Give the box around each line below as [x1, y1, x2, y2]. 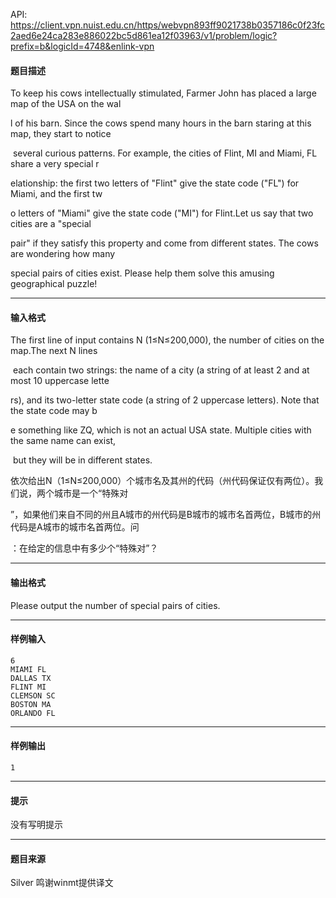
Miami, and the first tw [10, 188, 103, 200]
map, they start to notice [10, 128, 112, 140]
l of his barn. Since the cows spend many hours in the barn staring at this [10, 117, 312, 129]
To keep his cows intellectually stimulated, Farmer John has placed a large [10, 87, 317, 99]
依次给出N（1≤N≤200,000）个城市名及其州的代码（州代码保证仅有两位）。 [10, 475, 315, 487]
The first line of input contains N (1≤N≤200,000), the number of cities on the [10, 334, 325, 346]
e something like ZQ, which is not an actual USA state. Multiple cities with [10, 424, 312, 436]
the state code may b [10, 405, 98, 417]
